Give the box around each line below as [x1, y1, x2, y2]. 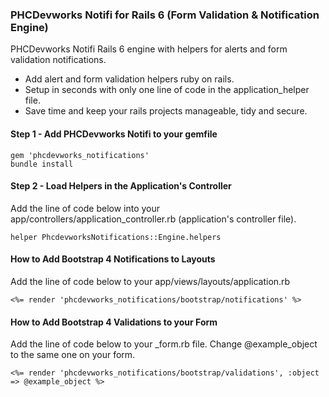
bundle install [10, 159, 74, 169]
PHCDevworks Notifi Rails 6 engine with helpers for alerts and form [10, 43, 288, 55]
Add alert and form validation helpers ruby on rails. [24, 73, 235, 85]
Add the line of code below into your [10, 202, 161, 214]
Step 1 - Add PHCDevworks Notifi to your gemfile [10, 128, 218, 140]
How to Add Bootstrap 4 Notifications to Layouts [10, 253, 216, 265]
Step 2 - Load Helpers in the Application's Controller [10, 180, 232, 192]
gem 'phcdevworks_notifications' [10, 150, 150, 160]
